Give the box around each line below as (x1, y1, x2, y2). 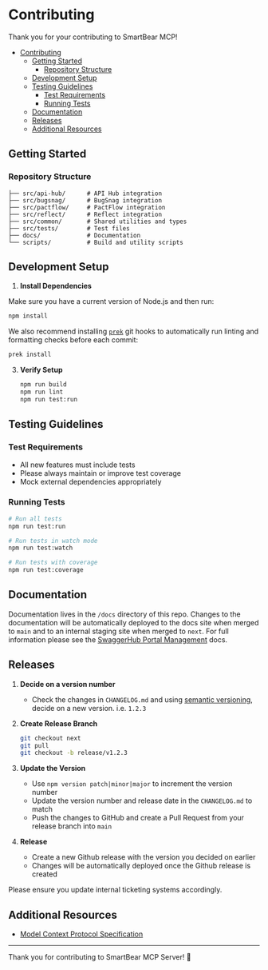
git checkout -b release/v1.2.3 (19, 749, 128, 757)
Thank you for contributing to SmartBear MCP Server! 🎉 (8, 952, 191, 962)
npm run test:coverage (8, 566, 84, 574)
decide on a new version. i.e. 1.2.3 (31, 703, 147, 713)
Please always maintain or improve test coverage (19, 468, 182, 477)
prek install (8, 350, 52, 359)
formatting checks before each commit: (8, 335, 138, 345)
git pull (19, 741, 49, 749)
